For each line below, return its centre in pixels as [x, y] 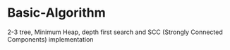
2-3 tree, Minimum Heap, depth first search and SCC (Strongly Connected [115, 32]
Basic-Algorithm [56, 13]
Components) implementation [50, 39]
